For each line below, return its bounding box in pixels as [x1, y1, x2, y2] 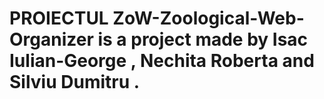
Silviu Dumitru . [9, 71, 141, 94]
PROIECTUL [9, 7, 109, 30]
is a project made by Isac [97, 28, 309, 51]
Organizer [9, 28, 94, 51]
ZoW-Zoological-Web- [112, 7, 305, 30]
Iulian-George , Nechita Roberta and [9, 50, 315, 72]
